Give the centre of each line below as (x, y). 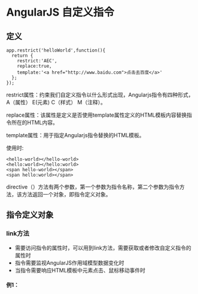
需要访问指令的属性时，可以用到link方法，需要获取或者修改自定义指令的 (103, 248)
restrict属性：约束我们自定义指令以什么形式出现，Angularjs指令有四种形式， (100, 95)
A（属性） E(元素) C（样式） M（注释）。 (56, 102)
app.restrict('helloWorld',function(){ (56, 50)
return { (22, 56)
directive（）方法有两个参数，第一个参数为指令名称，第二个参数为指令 (93, 187)
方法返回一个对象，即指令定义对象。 (66, 194)
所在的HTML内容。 (35, 122)
